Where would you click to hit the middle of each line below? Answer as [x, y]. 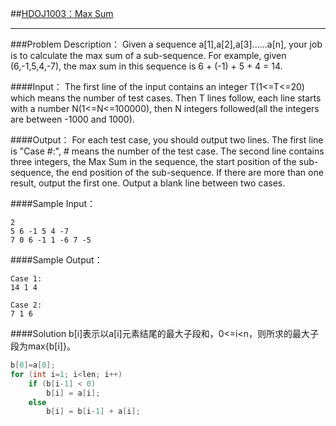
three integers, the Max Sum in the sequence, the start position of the [153, 161]
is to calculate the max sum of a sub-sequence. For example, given [148, 55]
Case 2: [26, 305]
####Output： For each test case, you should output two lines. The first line [167, 140]
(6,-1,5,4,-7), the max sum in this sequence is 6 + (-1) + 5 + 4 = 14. [146, 66]
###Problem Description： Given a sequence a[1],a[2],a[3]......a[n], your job [166, 44]
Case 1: [26, 279]
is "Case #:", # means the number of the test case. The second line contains [167, 151]
